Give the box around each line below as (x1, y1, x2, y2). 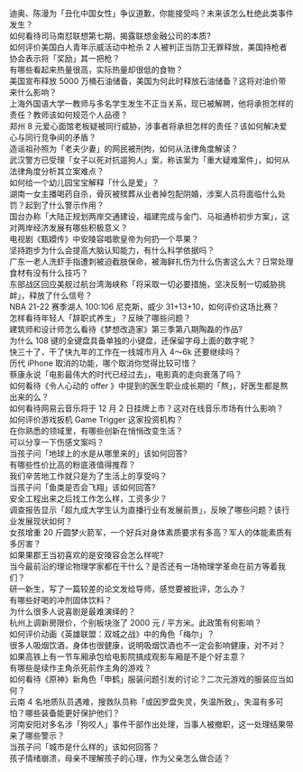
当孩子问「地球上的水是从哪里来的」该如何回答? (9, 448, 188, 459)
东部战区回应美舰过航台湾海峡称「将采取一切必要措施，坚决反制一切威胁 (9, 279, 278, 289)
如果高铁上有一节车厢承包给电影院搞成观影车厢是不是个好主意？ (9, 651, 246, 662)
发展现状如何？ (16, 516, 73, 526)
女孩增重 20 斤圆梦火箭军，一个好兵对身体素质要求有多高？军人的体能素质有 (9, 527, 293, 537)
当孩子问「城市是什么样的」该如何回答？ (9, 741, 160, 752)
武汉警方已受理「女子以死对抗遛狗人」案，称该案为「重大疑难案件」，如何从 (9, 154, 290, 165)
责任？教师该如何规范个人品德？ (9, 109, 128, 120)
